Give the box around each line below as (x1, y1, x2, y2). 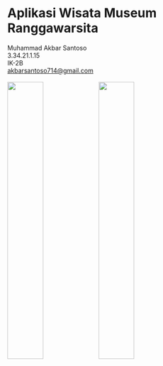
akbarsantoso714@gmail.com (7, 66, 94, 75)
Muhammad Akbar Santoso (7, 43, 87, 52)
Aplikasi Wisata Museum (7, 5, 157, 21)
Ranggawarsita (7, 20, 99, 36)
